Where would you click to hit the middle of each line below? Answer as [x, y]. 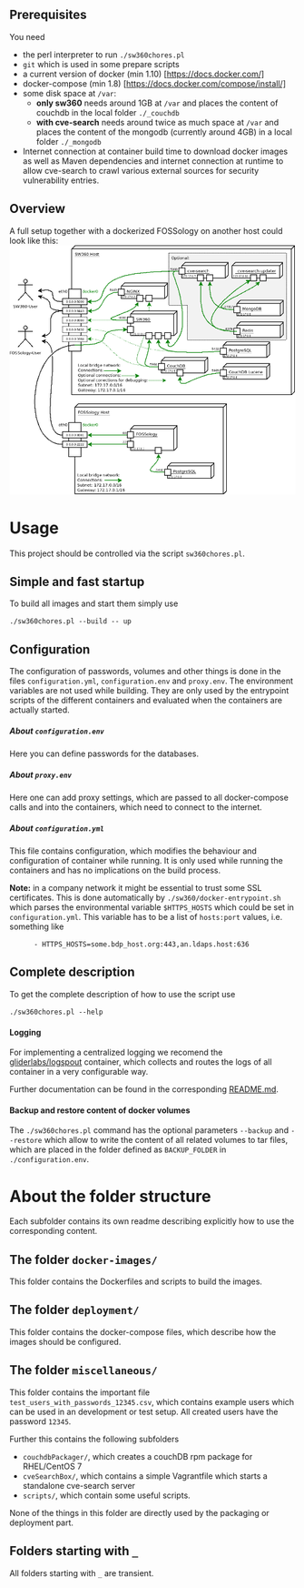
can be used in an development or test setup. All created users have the [144, 1411]
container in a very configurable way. [79, 1072]
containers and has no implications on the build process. [115, 870]
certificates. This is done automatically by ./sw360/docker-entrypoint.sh [145, 898]
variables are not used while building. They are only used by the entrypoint [149, 691]
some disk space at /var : [69, 93]
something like [37, 926]
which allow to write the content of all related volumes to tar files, [166, 1140]
